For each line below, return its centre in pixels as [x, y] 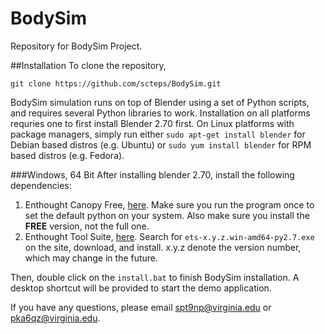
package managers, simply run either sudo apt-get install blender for [158, 134]
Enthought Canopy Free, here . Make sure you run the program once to [169, 204]
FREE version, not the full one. [87, 226]
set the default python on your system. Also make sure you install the [167, 215]
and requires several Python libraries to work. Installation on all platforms [160, 113]
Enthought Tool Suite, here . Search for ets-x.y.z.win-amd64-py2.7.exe [169, 236]
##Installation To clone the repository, [88, 65]
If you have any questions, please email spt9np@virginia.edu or [141, 307]
